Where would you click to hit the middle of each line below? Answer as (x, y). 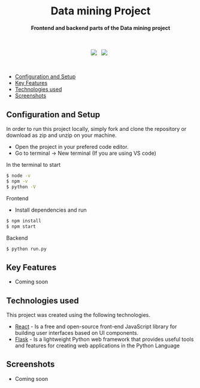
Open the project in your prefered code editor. (72, 147)
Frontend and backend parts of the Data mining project (101, 28)
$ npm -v (17, 181)
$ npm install (24, 221)
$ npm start (21, 226)
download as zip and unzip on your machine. (61, 135)
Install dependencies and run (51, 210)
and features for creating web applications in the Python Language (97, 346)
